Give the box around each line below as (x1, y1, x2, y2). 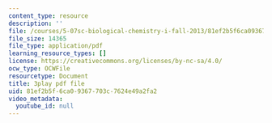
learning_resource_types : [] (8, 49, 107, 57)
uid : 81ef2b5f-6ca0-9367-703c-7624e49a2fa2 (8, 87, 158, 95)
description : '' (8, 19, 63, 28)
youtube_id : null (15, 102, 74, 110)
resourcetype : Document (8, 72, 89, 80)
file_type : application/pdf (8, 42, 104, 50)
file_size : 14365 (8, 34, 67, 43)
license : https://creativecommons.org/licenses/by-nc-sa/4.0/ (8, 57, 223, 66)
